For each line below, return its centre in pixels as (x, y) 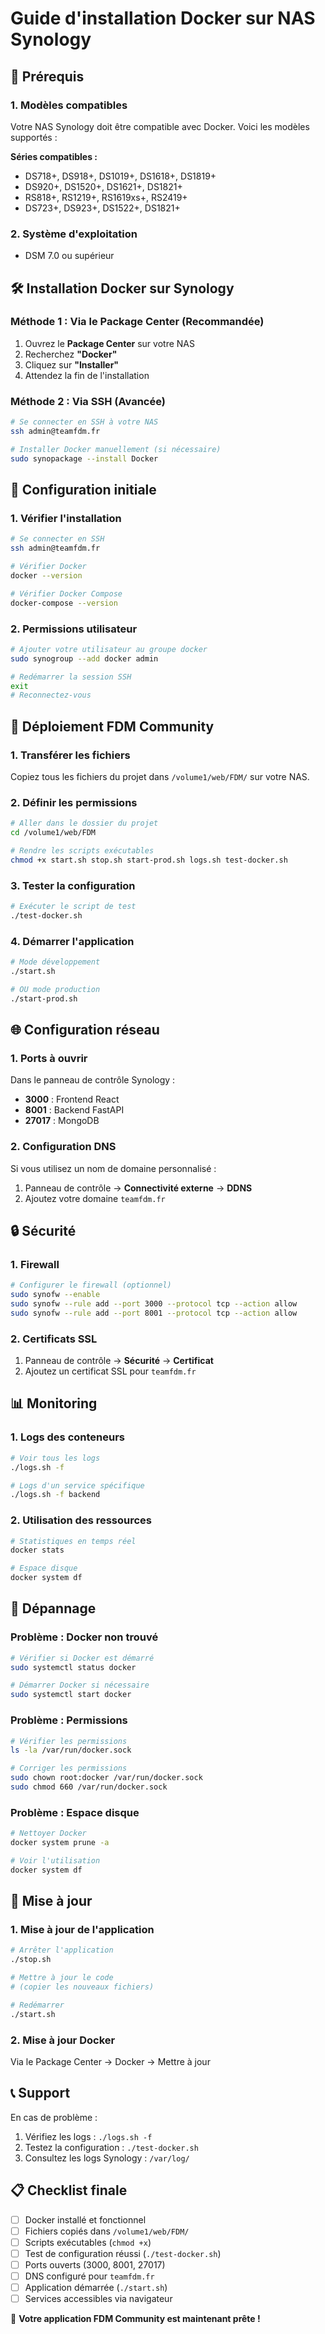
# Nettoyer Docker (48, 1833)
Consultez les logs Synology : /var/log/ (107, 2158)
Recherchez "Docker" (71, 354)
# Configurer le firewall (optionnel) (91, 1285)
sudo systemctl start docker (71, 1695)
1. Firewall (35, 1264)
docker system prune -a (60, 1843)
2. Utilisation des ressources (81, 1520)
